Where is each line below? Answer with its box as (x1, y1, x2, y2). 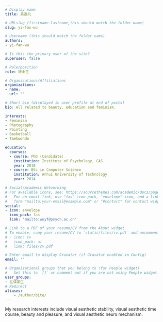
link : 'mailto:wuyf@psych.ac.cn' (9, 217, 77, 222)
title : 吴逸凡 (5, 12, 32, 17)
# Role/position (5, 65, 38, 69)
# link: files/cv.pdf (5, 244, 53, 249)
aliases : (5, 288, 23, 293)
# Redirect (5, 284, 27, 289)
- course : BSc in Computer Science (9, 168, 81, 172)
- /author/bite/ (14, 293, 47, 298)
